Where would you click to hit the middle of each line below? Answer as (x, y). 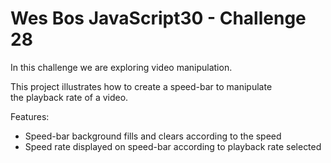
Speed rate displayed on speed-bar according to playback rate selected (173, 146)
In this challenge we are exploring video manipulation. (121, 67)
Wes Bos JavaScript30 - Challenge (158, 18)
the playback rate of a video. (69, 97)
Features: (30, 116)
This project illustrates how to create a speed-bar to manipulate (141, 86)
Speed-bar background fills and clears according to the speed (153, 136)
